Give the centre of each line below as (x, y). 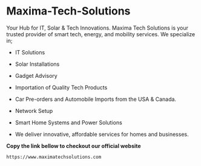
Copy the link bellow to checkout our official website (74, 145)
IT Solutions (30, 52)
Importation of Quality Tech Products (61, 87)
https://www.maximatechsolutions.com (54, 157)
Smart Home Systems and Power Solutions (68, 123)
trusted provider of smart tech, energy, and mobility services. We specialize (101, 34)
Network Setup (34, 110)
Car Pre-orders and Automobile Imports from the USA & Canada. (96, 99)
